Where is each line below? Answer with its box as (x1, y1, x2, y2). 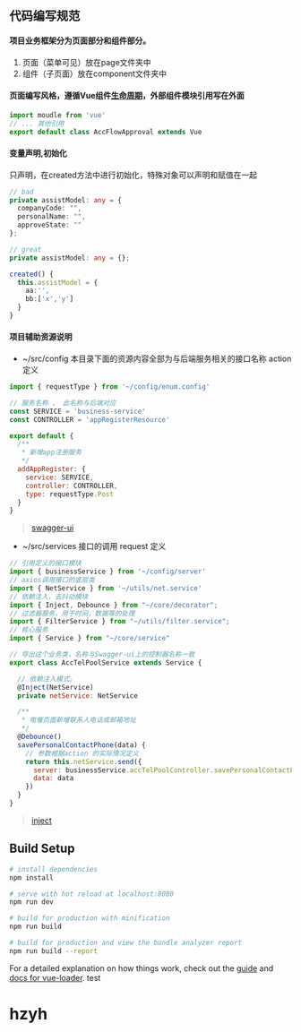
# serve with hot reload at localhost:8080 (9, 890, 175, 899)
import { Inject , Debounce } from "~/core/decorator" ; (9, 600, 219, 609)
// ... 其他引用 (9, 119, 64, 128)
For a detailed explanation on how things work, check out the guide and (9, 962, 274, 974)
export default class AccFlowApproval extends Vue (9, 127, 202, 136)
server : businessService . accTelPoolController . (32, 765, 215, 775)
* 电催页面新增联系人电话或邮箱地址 (21, 716, 137, 725)
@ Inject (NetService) (17, 683, 94, 692)
